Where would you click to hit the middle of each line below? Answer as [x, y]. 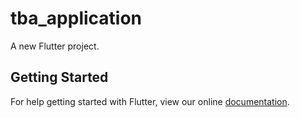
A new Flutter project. [55, 46]
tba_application [76, 18]
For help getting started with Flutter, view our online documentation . [150, 101]
